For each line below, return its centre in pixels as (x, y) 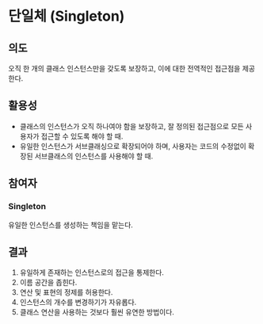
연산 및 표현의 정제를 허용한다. (66, 292)
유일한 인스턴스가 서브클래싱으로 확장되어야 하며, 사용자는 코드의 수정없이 (133, 146)
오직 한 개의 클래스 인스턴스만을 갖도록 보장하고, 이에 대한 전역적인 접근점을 (124, 69)
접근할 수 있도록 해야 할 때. (82, 136)
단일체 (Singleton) (67, 16)
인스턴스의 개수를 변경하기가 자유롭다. (78, 303)
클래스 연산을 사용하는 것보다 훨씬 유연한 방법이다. (97, 312)
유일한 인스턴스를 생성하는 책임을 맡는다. (71, 225)
